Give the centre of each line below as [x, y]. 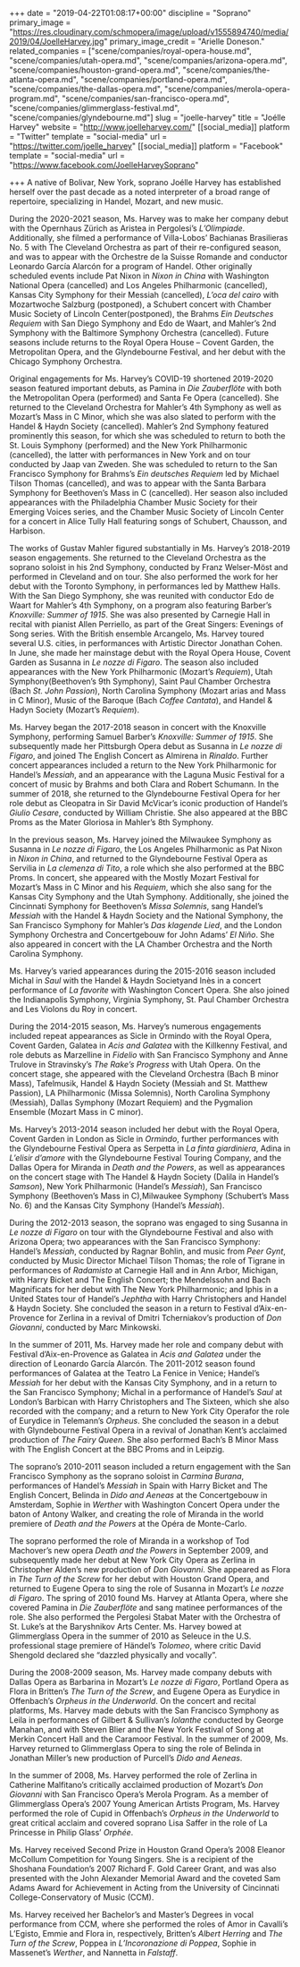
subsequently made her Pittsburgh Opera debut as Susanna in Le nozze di [146, 746]
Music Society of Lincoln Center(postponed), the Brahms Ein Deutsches [142, 314]
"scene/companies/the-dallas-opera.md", [86, 89]
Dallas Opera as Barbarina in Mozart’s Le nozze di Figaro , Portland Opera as [149, 1682]
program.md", [35, 98]
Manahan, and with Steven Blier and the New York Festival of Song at [137, 1729]
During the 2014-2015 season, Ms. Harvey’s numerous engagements [135, 1026]
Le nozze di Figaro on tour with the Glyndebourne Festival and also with [142, 1232]
